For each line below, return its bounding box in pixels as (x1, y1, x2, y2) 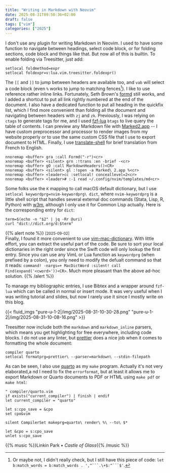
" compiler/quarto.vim (5, 389, 53, 394)
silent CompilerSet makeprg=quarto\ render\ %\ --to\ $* (5, 420, 128, 425)
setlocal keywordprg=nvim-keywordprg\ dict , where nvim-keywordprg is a (5, 191, 158, 197)
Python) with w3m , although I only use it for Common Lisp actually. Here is (5, 201, 161, 207)
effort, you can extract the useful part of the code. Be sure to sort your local (5, 241, 163, 247)
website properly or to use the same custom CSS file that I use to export (5, 134, 156, 140)
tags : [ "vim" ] (5, 21, 35, 27)
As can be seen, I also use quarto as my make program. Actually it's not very (5, 363, 163, 369)
